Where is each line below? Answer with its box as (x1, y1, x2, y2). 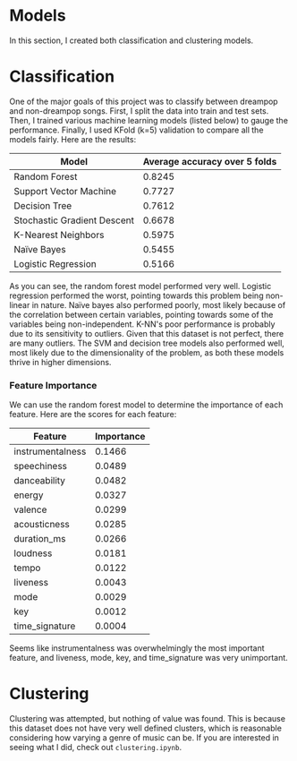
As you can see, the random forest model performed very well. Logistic (9, 280, 272, 291)
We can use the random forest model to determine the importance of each (9, 399, 284, 410)
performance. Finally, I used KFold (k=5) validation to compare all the (9, 124, 264, 135)
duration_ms (13, 533, 66, 545)
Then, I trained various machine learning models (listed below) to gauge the (9, 115, 289, 125)
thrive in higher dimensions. (9, 356, 112, 367)
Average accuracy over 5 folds (142, 155, 277, 167)
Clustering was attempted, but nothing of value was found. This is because (9, 714, 286, 724)
